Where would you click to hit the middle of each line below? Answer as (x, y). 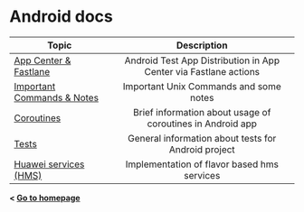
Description (202, 45)
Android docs (61, 17)
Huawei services (49, 164)
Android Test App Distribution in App (202, 60)
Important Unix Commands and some (202, 86)
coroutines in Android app (202, 124)
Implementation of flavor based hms (202, 164)
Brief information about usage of (202, 112)
